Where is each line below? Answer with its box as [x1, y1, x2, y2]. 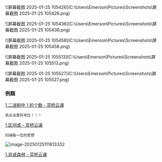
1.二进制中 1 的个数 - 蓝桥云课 [5, 102, 64, 108]
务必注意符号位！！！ [5, 113, 42, 118]
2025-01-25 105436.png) [19, 27, 70, 33]
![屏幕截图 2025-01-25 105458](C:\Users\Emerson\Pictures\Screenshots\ [5, 37, 153, 43]
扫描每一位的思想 [5, 133, 35, 138]
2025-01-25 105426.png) [19, 10, 70, 16]
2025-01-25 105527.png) [19, 77, 70, 82]
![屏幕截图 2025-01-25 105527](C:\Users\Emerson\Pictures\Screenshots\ [5, 71, 152, 76]
